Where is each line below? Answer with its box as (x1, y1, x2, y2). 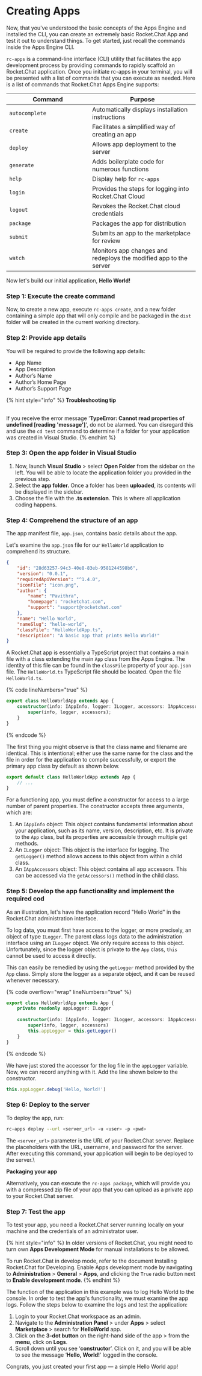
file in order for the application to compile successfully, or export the (6, 756, 176, 763)
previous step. (14, 475, 51, 482)
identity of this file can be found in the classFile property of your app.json (6, 662, 191, 669)
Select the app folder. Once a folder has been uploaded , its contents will (14, 482, 196, 489)
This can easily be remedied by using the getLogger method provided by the (6, 964, 195, 971)
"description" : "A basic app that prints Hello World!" (17, 632, 161, 639)
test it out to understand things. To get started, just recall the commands (6, 37, 185, 44)
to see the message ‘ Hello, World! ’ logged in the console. (14, 1351, 158, 1358)
